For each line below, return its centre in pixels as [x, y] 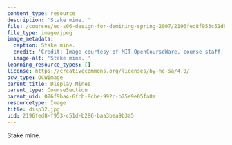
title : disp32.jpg [33, 109]
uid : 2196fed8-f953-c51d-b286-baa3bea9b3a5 [71, 115]
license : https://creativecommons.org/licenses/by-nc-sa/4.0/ [98, 71]
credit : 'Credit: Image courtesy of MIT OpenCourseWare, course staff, [119, 52]
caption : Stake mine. [45, 45]
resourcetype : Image [37, 103]
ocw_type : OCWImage [35, 77]
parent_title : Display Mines [49, 84]
